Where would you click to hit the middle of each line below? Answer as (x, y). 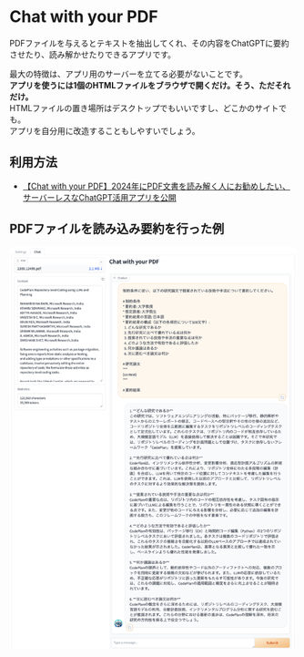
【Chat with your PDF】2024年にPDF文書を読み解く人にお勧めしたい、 (157, 186)
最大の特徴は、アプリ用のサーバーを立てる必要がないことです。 (129, 74)
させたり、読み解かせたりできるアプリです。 (92, 54)
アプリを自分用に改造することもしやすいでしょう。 (105, 130)
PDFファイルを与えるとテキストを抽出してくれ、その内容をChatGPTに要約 (149, 43)
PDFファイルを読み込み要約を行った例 (117, 229)
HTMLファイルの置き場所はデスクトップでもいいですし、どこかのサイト (144, 108)
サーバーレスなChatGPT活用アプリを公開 (100, 197)
